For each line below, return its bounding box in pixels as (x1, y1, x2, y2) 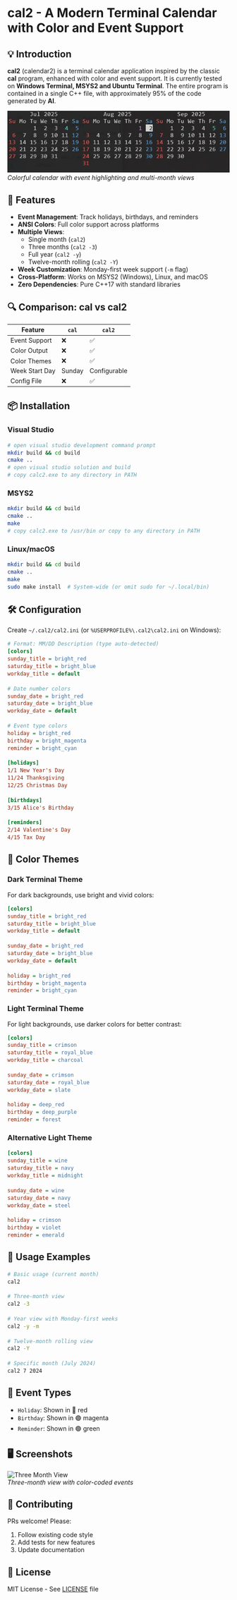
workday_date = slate (7, 1086, 71, 1093)
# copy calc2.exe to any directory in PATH (7, 471, 138, 479)
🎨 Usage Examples (7, 1251, 91, 1263)
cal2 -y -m (7, 1323, 39, 1330)
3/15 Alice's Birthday (7, 804, 74, 811)
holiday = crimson (7, 1217, 61, 1224)
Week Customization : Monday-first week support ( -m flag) (17, 265, 189, 273)
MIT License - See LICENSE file (7, 1585, 99, 1594)
